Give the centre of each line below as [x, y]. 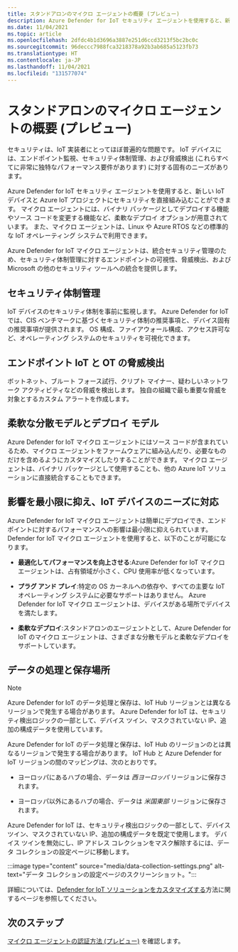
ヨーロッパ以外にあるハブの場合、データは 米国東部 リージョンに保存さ [122, 801]
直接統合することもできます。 [81, 477]
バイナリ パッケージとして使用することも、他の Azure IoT [122, 468]
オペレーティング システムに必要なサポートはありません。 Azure [112, 595]
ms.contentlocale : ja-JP [44, 60]
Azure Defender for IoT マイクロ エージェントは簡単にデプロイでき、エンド [117, 520]
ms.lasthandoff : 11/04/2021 [49, 67]
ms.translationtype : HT [43, 54]
